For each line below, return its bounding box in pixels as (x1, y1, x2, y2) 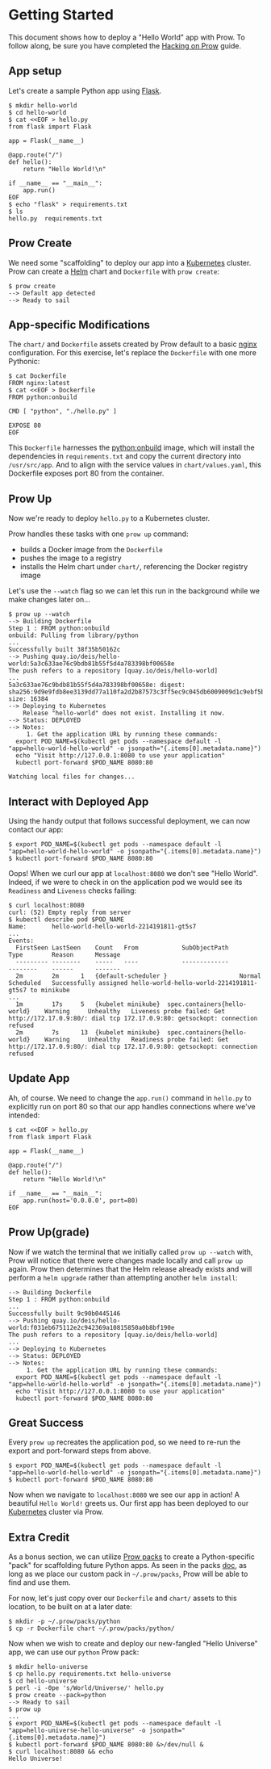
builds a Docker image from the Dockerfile (19, 545, 163, 555)
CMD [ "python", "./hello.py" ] (8, 408, 117, 416)
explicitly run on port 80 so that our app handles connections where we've (8, 1101, 256, 1111)
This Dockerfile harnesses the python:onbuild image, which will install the (8, 442, 256, 453)
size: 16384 (8, 695, 48, 703)
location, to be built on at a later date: (8, 1602, 133, 1612)
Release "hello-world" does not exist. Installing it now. (23, 709, 226, 718)
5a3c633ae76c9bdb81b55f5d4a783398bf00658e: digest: (8, 681, 186, 690)
